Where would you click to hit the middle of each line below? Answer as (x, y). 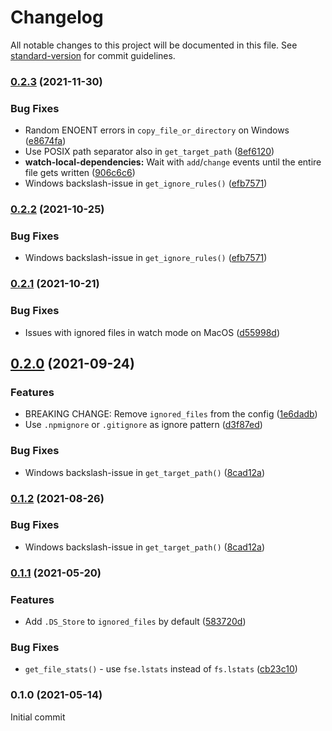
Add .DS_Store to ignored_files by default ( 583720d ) (135, 622)
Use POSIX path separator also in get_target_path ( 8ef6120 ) (149, 152)
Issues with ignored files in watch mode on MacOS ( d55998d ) (152, 332)
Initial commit (38, 717)
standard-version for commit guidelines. (93, 55)
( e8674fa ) (45, 141)
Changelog (57, 17)
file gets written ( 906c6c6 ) (80, 173)
